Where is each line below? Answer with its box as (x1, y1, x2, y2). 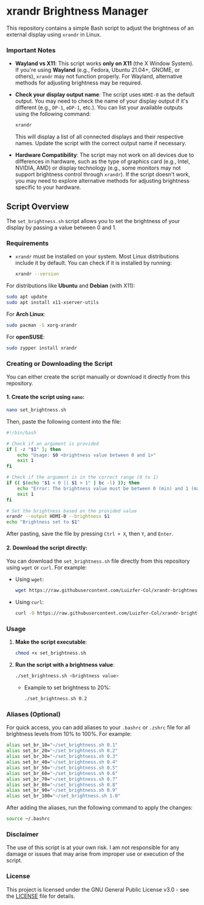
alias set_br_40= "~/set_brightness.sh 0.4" (6, 759, 118, 765)
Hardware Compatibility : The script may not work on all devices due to (15, 151, 194, 159)
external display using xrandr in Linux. (6, 30, 101, 38)
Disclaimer (6, 830, 39, 838)
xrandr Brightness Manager (6, 4, 149, 18)
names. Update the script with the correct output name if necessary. (15, 140, 186, 147)
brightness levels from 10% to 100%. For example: (6, 731, 132, 738)
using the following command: (15, 111, 91, 118)
